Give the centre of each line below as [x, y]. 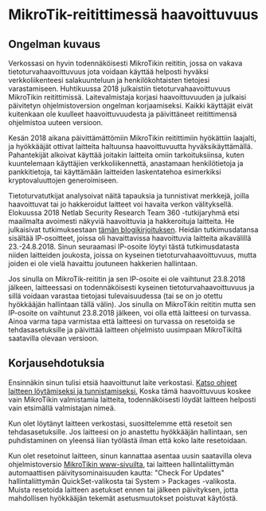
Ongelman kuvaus [55, 44]
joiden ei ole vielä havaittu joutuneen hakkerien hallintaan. [103, 263]
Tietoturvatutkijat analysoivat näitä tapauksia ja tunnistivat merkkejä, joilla [129, 196]
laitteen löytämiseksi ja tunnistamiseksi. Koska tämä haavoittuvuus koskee [130, 391]
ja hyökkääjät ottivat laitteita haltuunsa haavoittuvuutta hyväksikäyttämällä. [131, 146]
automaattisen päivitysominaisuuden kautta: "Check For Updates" [117, 473]
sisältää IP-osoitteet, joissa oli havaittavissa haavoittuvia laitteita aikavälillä [130, 238]
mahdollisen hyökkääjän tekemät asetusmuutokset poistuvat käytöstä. [123, 498]
